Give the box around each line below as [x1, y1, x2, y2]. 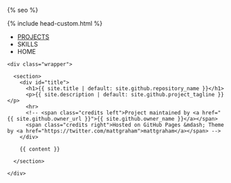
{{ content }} [19, 146, 60, 152]
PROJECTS [17, 33, 50, 41]
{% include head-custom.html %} [7, 19, 103, 27]
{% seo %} [7, 6, 39, 14]
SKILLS [17, 40, 38, 48]
